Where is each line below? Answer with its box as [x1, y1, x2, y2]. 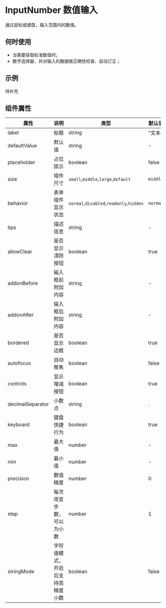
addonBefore [7, 280, 38, 287]
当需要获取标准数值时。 [12, 52, 60, 58]
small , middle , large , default [68, 176, 131, 182]
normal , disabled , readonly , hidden [68, 200, 144, 207]
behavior [7, 200, 28, 207]
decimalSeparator [7, 401, 49, 408]
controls [7, 380, 27, 387]
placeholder [7, 159, 36, 166]
